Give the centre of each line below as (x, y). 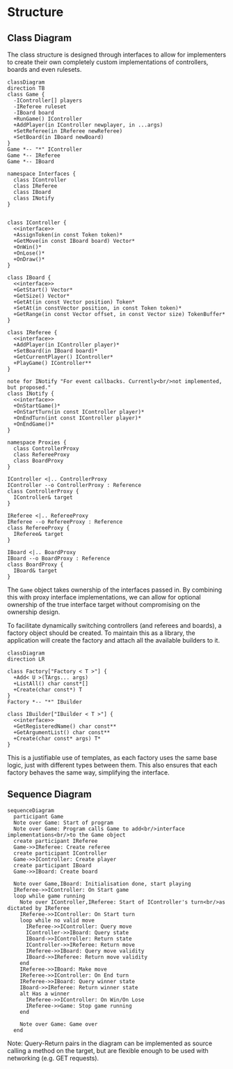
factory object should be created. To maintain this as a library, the (102, 633)
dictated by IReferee (39, 908)
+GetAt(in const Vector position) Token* (74, 302)
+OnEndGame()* (34, 424)
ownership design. (34, 612)
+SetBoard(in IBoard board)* (56, 351)
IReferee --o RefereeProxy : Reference (65, 522)
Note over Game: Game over (59, 1024)
